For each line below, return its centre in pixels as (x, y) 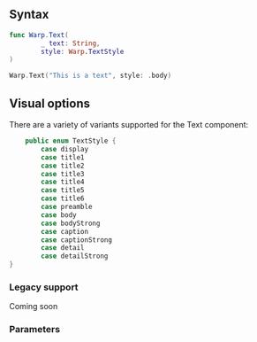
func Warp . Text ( (39, 35)
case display (65, 149)
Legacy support (44, 287)
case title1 (63, 157)
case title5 (63, 190)
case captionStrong (77, 240)
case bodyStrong (71, 223)
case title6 (63, 198)
